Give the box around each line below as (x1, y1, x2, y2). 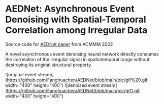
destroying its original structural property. (5, 62, 92, 68)
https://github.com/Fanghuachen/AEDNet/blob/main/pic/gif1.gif (7, 87, 140, 93)
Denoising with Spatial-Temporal (5, 14, 146, 25)
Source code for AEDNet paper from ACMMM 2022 (5, 41, 113, 47)
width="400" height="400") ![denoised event (5, 82, 100, 88)
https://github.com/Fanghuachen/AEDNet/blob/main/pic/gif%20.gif (7, 77, 148, 83)
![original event (5, 71, 37, 77)
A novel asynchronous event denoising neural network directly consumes (5, 51, 159, 57)
